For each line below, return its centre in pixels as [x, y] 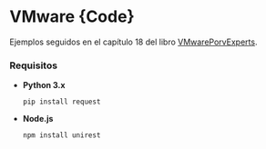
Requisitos [33, 65]
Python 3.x [44, 85]
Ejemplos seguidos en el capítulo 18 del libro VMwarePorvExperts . [133, 42]
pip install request [61, 102]
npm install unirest [61, 135]
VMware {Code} [72, 17]
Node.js [38, 119]
